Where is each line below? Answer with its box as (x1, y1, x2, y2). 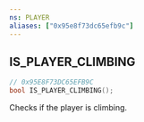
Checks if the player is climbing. (9, 102, 128, 113)
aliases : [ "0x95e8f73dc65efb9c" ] (9, 21, 134, 30)
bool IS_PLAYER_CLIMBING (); (9, 86, 114, 95)
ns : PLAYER (9, 12, 50, 22)
